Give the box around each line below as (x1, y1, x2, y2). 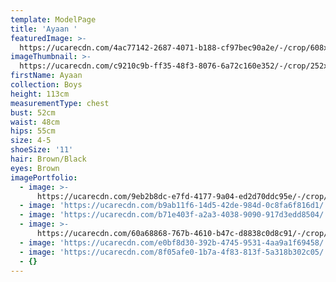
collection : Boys (10, 80, 83, 90)
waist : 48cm (10, 117, 60, 127)
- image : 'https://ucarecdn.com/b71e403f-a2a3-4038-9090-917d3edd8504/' (19, 210, 329, 220)
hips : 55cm (10, 126, 56, 136)
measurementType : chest (10, 98, 110, 108)
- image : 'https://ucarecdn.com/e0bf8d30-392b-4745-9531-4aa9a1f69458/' (19, 237, 329, 248)
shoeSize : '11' (10, 145, 74, 155)
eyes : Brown (10, 163, 60, 173)
